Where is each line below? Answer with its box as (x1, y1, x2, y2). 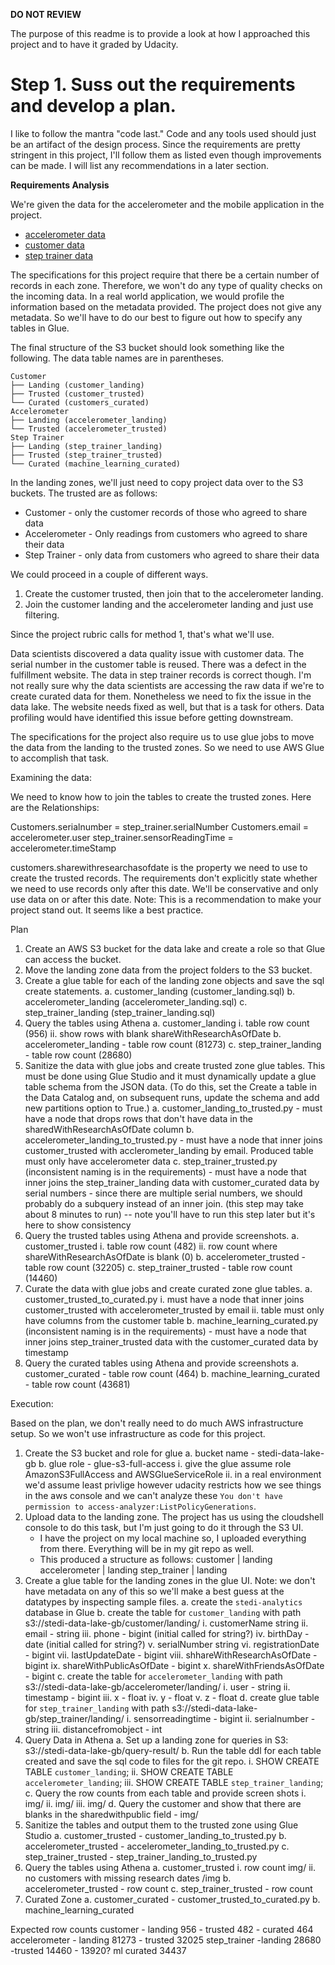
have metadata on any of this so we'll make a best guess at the (24, 1585, 285, 1597)
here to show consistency (24, 1219, 132, 1231)
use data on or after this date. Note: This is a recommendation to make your (10, 893, 322, 905)
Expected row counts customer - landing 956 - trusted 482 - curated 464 (10, 1923, 314, 1935)
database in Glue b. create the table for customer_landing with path (24, 1606, 302, 1618)
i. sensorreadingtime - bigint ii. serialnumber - (126, 1712, 316, 1724)
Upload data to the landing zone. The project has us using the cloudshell (24, 1510, 324, 1523)
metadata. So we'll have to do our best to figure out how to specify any (10, 311, 303, 323)
